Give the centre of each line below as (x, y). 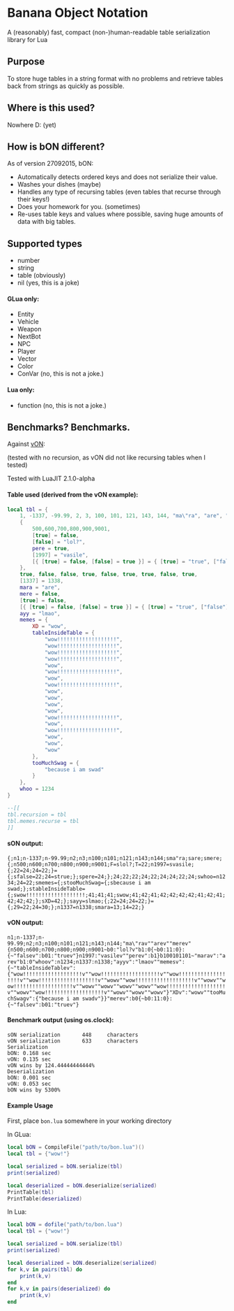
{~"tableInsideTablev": (42, 968)
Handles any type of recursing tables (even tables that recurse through (119, 192)
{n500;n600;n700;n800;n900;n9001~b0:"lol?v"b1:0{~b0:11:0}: (96, 950)
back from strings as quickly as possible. (66, 86)
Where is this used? (51, 108)
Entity (26, 314)
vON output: (25, 923)
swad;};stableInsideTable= (46, 889)
